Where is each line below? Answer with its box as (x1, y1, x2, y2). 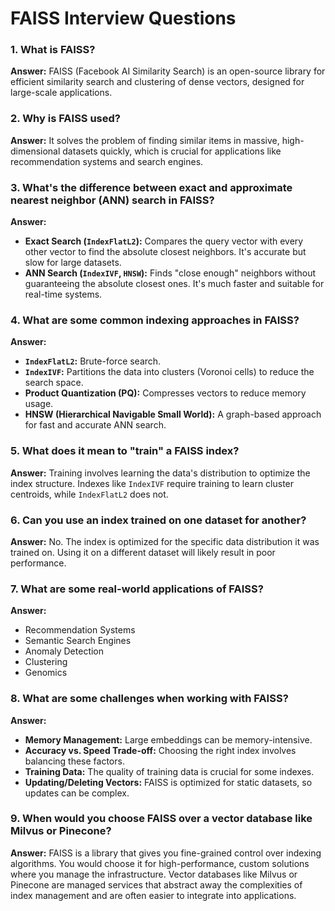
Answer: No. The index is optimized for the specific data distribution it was (10, 535, 320, 547)
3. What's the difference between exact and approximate (10, 180, 293, 194)
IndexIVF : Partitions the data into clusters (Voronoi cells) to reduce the (24, 366, 315, 378)
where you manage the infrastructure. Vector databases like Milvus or (10, 868, 298, 880)
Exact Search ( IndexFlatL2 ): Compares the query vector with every (24, 235, 304, 247)
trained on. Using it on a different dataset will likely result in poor (10, 546, 276, 558)
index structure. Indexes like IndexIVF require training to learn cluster (10, 477, 295, 489)
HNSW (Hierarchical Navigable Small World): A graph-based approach (24, 408, 322, 421)
